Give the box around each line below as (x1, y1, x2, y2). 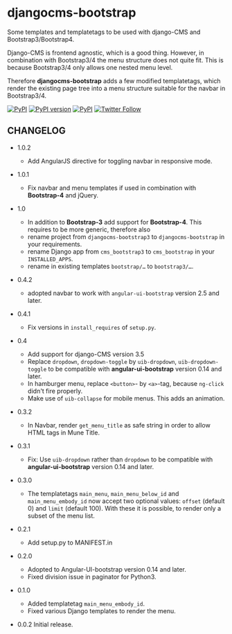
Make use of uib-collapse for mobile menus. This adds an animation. (27, 394, 225, 403)
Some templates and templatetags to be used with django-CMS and (7, 28, 201, 36)
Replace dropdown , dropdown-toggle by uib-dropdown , (27, 357, 177, 365)
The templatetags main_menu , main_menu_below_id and (27, 489, 179, 497)
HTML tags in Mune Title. (27, 428, 100, 437)
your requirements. (27, 240, 82, 248)
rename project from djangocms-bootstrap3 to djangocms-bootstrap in (27, 232, 225, 240)
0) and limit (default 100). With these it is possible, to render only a (27, 504, 222, 512)
